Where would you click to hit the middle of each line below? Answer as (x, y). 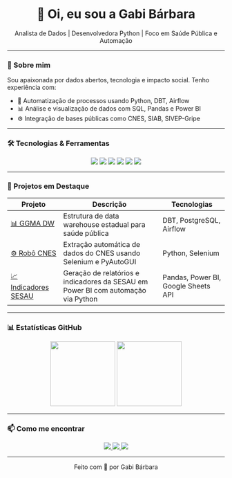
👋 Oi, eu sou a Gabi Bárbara (116, 14)
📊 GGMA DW (33, 223)
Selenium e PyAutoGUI (100, 261)
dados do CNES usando (102, 253)
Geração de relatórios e (101, 273)
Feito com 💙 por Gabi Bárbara (116, 467)
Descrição (109, 204)
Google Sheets (186, 286)
